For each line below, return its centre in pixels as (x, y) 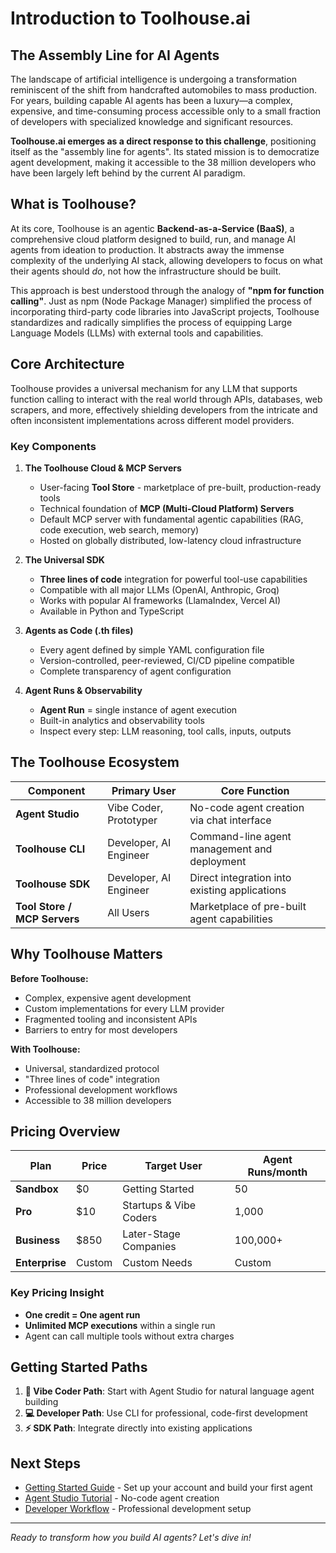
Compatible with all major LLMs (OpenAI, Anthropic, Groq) (159, 589)
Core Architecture (67, 364)
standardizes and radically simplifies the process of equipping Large (151, 322)
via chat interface (230, 820)
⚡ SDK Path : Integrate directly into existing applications (138, 1428)
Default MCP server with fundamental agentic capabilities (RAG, (171, 519)
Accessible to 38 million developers (98, 1100)
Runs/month (277, 1172)
